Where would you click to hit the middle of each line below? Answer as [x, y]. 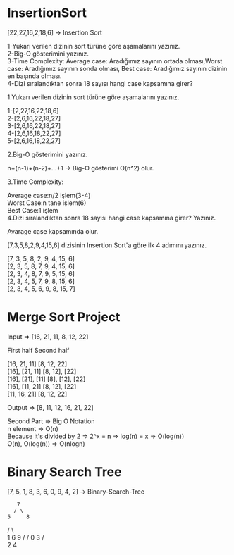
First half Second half [38, 350]
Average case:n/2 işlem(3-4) [49, 195]
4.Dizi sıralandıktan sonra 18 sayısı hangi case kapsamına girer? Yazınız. [112, 218]
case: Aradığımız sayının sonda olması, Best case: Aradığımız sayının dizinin [117, 68]
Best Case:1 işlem [33, 210]
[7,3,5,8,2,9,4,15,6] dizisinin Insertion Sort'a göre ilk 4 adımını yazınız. [107, 245]
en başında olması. [35, 76]
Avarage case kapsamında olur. [53, 231]
